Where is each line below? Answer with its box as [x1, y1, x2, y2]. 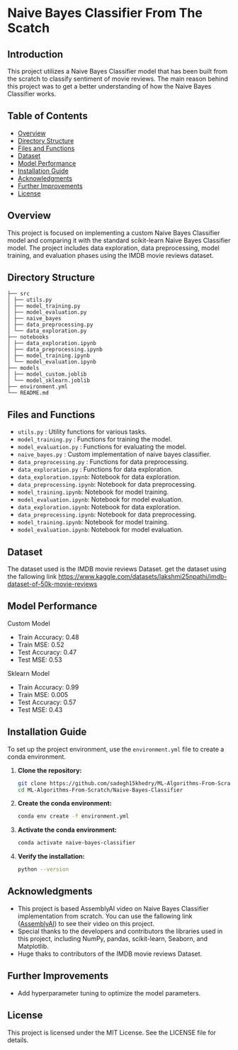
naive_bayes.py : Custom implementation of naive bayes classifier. [17, 450, 211, 458]
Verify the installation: [17, 852, 85, 861]
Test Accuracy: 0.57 [17, 698, 76, 706]
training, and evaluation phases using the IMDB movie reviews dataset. [7, 251, 214, 259]
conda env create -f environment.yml [17, 813, 130, 820]
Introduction [7, 48, 64, 60]
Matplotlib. [17, 942, 50, 950]
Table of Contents [7, 110, 89, 122]
